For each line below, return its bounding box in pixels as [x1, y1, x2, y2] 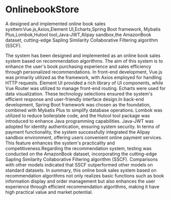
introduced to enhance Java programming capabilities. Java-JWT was [5, 118, 154, 124]
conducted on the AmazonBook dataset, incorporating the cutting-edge [5, 151, 157, 157]
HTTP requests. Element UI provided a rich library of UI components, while [5, 80, 163, 86]
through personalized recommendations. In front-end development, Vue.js [5, 68, 163, 75]
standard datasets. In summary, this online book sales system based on [5, 167, 157, 173]
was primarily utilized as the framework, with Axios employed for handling [5, 74, 162, 80]
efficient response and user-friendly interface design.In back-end [5, 96, 144, 102]
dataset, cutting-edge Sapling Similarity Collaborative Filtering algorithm [5, 37, 158, 43]
